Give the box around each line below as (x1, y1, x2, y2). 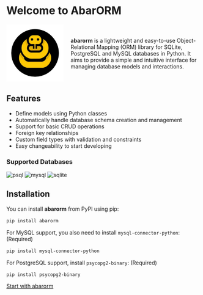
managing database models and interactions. (70, 62, 185, 70)
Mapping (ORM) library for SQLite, (97, 43, 183, 51)
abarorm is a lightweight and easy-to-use (70, 37, 175, 44)
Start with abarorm (6, 282, 54, 290)
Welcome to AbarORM (6, 4, 122, 18)
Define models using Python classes (15, 109, 108, 117)
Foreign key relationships (15, 129, 79, 136)
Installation (6, 189, 50, 199)
